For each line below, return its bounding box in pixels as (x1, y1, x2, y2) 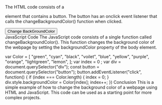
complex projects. (5, 95, 41, 100)
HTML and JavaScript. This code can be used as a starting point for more (5, 90, 152, 95)
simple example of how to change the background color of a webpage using (5, 84, 158, 90)
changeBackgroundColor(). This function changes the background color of (5, 39, 155, 45)
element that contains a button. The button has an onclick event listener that (5, 13, 158, 19)
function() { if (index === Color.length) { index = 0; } (5, 74, 109, 80)
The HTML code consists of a (5, 4, 65, 10)
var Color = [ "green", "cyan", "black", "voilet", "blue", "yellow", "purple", (5, 54, 149, 59)
